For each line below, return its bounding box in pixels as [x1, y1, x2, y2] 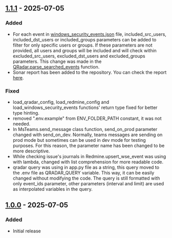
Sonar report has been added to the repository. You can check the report [12, 69, 167, 75]
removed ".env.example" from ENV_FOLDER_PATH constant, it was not [12, 115, 162, 121]
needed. [12, 120, 31, 127]
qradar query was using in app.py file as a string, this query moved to [12, 164, 160, 170]
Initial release [12, 228, 41, 234]
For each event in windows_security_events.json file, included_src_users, [12, 31, 166, 37]
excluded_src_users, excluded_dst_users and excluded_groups [12, 53, 145, 59]
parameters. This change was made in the [12, 58, 102, 64]
